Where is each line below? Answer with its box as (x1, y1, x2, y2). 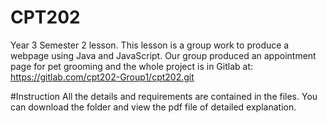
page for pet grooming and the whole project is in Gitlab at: (10, 60, 254, 72)
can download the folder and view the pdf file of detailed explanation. (10, 101, 297, 113)
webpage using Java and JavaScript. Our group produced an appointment (10, 49, 317, 61)
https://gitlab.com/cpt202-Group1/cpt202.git (10, 71, 195, 83)
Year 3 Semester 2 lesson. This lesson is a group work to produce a (10, 39, 290, 51)
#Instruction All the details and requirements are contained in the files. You (10, 90, 318, 102)
